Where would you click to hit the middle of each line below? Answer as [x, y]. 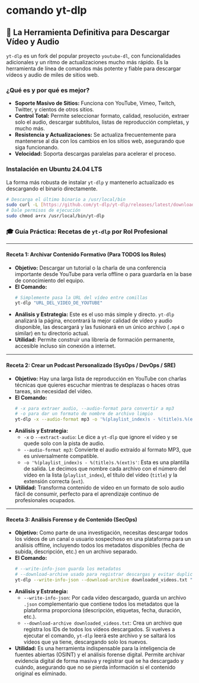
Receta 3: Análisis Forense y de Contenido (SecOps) [72, 519]
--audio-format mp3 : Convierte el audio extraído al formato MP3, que [107, 450]
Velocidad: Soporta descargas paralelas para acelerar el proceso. [95, 154]
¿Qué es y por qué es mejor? [48, 90]
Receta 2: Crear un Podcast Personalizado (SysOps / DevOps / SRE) [91, 365]
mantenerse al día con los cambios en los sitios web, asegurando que [100, 141]
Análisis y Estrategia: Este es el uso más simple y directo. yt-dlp [94, 314]
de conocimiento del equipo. [49, 280]
